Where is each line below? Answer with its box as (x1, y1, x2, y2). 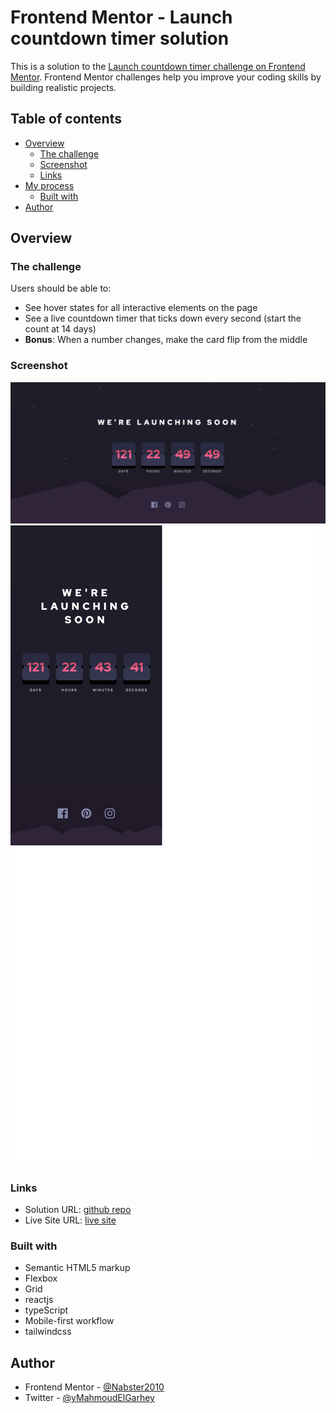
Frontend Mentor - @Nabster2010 (24, 1381, 165, 1393)
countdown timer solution (10, 27, 230, 50)
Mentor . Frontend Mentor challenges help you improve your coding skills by (10, 71, 322, 83)
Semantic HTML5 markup (24, 1262, 131, 1274)
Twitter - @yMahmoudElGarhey (24, 1392, 155, 1404)
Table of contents (10, 111, 122, 128)
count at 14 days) (24, 323, 97, 335)
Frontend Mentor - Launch (10, 6, 233, 29)
